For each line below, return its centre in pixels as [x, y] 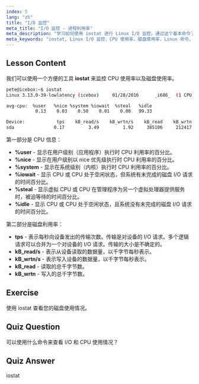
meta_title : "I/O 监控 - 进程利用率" [49, 28]
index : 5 [17, 12]
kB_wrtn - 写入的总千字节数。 [51, 274]
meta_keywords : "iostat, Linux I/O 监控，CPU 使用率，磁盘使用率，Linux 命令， [100, 39]
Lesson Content [36, 63]
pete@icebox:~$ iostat [34, 90]
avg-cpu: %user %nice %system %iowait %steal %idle [79, 106]
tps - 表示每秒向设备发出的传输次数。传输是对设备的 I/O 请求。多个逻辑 [102, 237]
